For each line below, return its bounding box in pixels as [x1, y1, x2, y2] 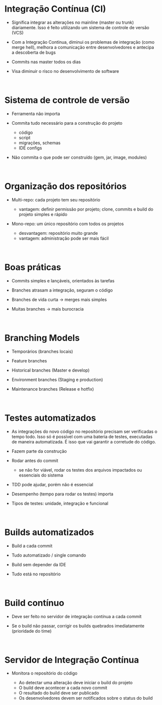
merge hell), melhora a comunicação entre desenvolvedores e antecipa [11, 44, 154, 50]
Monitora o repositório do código [11, 671, 78, 676]
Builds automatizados [4, 526, 94, 538]
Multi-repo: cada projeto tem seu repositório [11, 197, 100, 202]
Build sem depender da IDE [11, 561, 66, 567]
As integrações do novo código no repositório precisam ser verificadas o [11, 428, 158, 434]
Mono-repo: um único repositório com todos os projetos [11, 221, 124, 227]
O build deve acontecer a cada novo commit [18, 685, 108, 691]
